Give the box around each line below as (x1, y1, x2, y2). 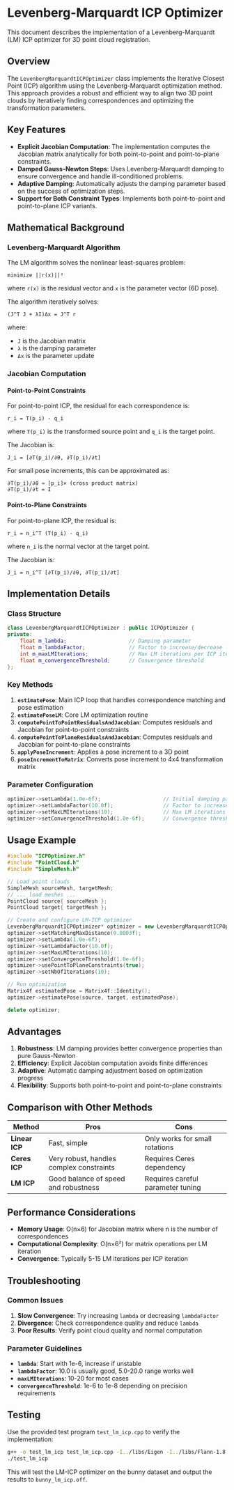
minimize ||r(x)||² (7, 272, 64, 279)
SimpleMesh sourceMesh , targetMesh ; (7, 885, 114, 892)
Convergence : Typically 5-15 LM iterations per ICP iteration (17, 1255, 189, 1263)
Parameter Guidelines (7, 1343, 82, 1353)
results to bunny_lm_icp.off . (7, 1475, 88, 1483)
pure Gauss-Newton (17, 1052, 76, 1060)
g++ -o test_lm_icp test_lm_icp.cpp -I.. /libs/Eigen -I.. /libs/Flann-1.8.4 (7, 1448, 232, 1455)
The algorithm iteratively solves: (7, 297, 100, 306)
